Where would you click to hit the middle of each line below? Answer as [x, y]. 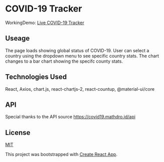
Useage [18, 38]
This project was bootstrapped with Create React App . [61, 154]
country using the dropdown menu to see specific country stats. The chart [82, 56]
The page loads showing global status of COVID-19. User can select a [77, 50]
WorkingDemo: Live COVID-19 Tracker [45, 23]
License [18, 133]
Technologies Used [36, 77]
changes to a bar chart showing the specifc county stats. [64, 61]
